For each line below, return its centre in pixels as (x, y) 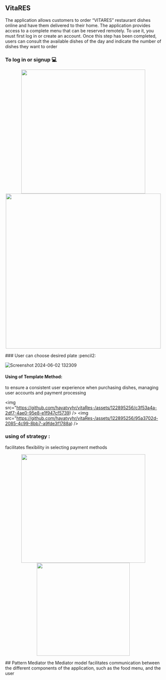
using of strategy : (28, 436)
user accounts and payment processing (46, 393)
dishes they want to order (31, 46)
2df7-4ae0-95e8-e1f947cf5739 (37, 413)
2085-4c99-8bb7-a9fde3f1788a (38, 424)
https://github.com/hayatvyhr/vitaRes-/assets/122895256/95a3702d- (87, 418)
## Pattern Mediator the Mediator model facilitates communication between (83, 663)
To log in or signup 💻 (31, 60)
